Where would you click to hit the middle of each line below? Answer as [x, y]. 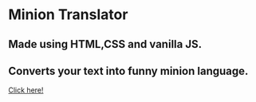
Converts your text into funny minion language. [128, 71]
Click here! [26, 90]
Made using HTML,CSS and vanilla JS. [105, 44]
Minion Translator [68, 15]
